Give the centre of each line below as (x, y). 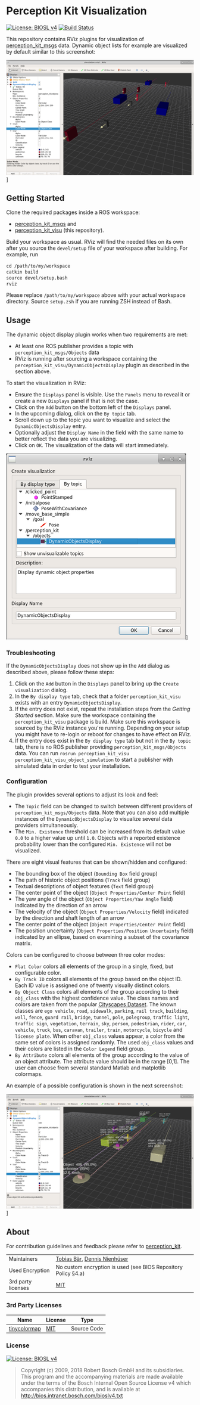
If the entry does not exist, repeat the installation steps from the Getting (102, 709)
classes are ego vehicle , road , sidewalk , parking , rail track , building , (101, 1010)
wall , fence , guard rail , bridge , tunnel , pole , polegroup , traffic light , (102, 1017)
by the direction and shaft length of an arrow (69, 918)
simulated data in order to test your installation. (72, 766)
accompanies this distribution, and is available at (80, 1389)
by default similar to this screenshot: (51, 51)
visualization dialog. (41, 690)
